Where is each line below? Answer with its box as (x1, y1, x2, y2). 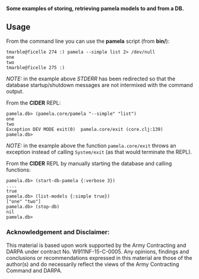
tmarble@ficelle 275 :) (6, 65, 65, 71)
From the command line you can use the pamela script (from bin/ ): (6, 37, 170, 45)
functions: (6, 167, 31, 174)
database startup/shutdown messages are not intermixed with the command (6, 81, 193, 89)
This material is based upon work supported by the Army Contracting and (6, 242, 187, 249)
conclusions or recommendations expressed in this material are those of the (6, 254, 192, 261)
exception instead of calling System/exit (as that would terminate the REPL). (6, 149, 192, 156)
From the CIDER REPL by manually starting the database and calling (6, 160, 172, 167)
